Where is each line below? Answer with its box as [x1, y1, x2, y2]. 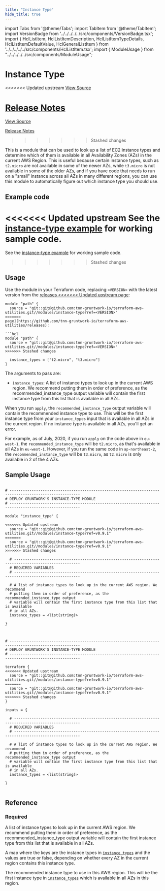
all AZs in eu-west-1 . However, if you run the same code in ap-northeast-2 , [5, 446, 157, 452]
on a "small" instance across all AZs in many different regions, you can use [5, 173, 157, 179]
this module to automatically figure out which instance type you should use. [5, 178, 159, 185]
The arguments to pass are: [5, 370, 61, 376]
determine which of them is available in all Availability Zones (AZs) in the [5, 152, 152, 158]
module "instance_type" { [5, 514, 58, 519]
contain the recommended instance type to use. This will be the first [5, 410, 144, 416]
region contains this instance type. [5, 860, 75, 866]
